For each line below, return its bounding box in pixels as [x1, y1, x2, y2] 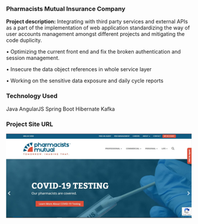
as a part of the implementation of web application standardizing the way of [6, 24, 190, 31]
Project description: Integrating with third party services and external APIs [6, 18, 189, 25]
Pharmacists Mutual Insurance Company [6, 5, 126, 13]
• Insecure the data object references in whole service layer [6, 66, 152, 73]
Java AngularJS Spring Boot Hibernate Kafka [6, 105, 115, 112]
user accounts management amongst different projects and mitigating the [6, 31, 185, 38]
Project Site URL [6, 120, 54, 128]
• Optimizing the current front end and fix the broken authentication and [6, 48, 181, 55]
